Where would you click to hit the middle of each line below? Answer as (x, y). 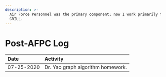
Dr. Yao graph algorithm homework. (86, 67)
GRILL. (16, 19)
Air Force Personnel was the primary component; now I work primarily (84, 14)
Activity (54, 59)
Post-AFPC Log (37, 43)
